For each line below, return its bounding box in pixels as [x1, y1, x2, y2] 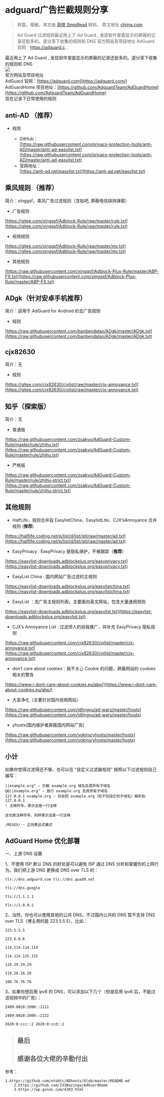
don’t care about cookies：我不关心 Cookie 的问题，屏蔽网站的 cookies [12, 666, 156, 671]
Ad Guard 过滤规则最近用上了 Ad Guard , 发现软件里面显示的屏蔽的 [17, 32, 151, 38]
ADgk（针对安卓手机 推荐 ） [5, 294, 87, 302]
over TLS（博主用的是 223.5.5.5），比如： [5, 918, 88, 924]
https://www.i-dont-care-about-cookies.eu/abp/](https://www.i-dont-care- [6, 681, 158, 687]
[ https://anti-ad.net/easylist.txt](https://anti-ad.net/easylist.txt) [19, 168, 145, 174]
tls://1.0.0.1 [5, 903, 34, 908]
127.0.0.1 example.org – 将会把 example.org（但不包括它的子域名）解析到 [5, 794, 145, 799]
